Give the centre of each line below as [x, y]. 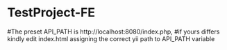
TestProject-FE [51, 13]
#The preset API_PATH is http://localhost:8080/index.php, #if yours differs [113, 32]
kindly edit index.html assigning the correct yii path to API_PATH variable [111, 38]
